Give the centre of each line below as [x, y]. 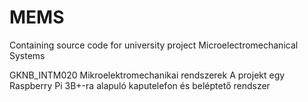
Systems [27, 55]
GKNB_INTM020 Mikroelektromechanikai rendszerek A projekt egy [147, 75]
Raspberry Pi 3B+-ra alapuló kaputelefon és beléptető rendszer [140, 85]
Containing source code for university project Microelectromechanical [154, 45]
